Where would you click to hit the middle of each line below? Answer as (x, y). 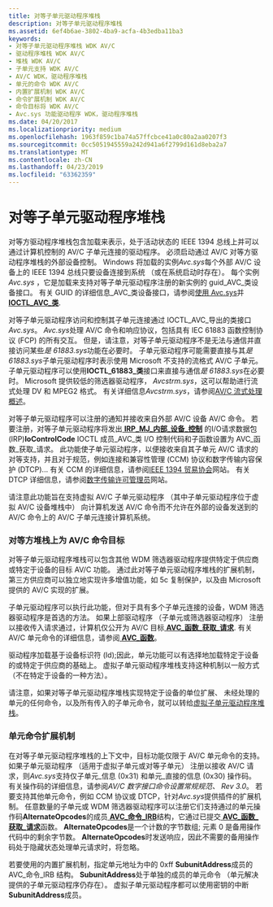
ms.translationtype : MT (49, 152)
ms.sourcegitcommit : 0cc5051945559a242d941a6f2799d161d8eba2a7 (118, 144)
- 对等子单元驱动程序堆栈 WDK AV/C (62, 46)
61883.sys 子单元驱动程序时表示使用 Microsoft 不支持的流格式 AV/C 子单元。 (135, 360)
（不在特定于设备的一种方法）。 (60, 675)
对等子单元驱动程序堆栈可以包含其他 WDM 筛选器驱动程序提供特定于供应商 (134, 560)
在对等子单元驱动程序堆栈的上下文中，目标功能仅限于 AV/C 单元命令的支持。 (136, 755)
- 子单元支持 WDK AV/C (44, 69)
